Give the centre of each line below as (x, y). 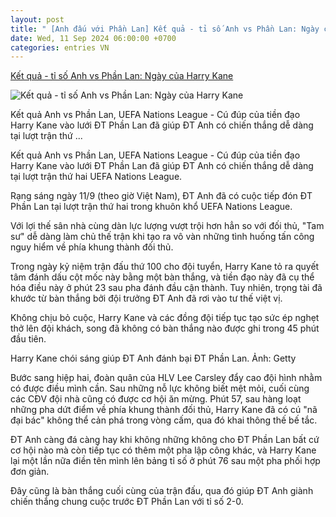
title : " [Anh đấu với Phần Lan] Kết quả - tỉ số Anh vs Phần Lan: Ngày (165, 29)
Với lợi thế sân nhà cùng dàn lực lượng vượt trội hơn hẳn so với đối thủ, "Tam (167, 226)
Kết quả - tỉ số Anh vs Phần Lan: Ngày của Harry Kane (122, 76)
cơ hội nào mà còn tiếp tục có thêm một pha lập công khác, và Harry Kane (163, 450)
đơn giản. (30, 472)
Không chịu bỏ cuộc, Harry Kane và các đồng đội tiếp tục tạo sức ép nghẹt (165, 318)
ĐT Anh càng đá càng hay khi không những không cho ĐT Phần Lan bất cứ (165, 440)
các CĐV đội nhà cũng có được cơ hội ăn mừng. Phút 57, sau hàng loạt (156, 399)
